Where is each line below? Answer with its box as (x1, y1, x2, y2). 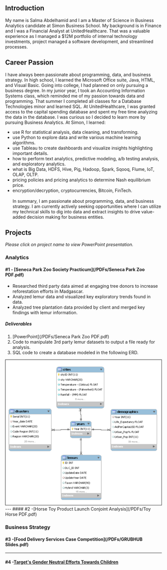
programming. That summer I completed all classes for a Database (5, 98, 142, 104)
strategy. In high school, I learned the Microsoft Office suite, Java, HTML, (5, 77, 155, 83)
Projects (5, 228, 32, 237)
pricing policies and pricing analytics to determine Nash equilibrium (12, 177, 151, 183)
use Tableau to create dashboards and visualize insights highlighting (12, 145, 153, 151)
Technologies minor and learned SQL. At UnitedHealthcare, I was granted (5, 103, 156, 109)
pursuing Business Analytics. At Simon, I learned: (5, 119, 106, 125)
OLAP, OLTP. (12, 171, 39, 177)
